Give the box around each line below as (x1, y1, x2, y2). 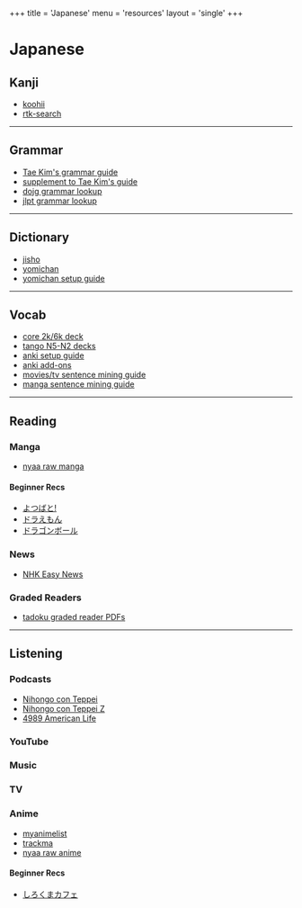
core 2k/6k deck (22, 331, 84, 342)
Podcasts (9, 673, 52, 686)
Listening (9, 646, 63, 661)
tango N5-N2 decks (22, 341, 96, 352)
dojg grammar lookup (22, 185, 102, 196)
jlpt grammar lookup (22, 195, 97, 206)
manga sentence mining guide (22, 379, 135, 390)
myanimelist (22, 828, 67, 839)
